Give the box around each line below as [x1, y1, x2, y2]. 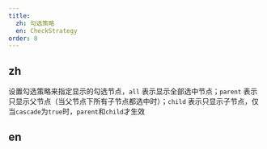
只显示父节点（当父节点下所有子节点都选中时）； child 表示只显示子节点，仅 [8, 97, 259, 106]
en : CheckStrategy [15, 27, 78, 35]
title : [8, 11, 31, 20]
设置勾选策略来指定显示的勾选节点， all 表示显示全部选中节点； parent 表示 [8, 86, 258, 97]
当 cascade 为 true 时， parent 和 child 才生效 [8, 106, 146, 117]
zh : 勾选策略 [15, 19, 55, 27]
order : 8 [8, 34, 38, 43]
